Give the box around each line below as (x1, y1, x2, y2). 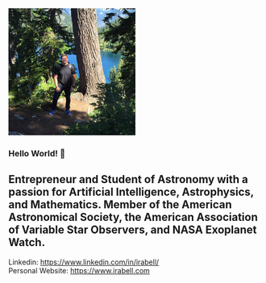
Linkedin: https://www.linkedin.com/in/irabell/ (8, 257, 160, 267)
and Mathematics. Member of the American (8, 198, 232, 212)
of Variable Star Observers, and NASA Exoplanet (8, 223, 257, 237)
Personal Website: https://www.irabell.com (8, 265, 151, 275)
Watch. (8, 235, 46, 249)
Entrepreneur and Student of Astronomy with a (8, 173, 248, 186)
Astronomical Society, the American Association (8, 210, 258, 224)
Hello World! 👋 (8, 148, 66, 159)
